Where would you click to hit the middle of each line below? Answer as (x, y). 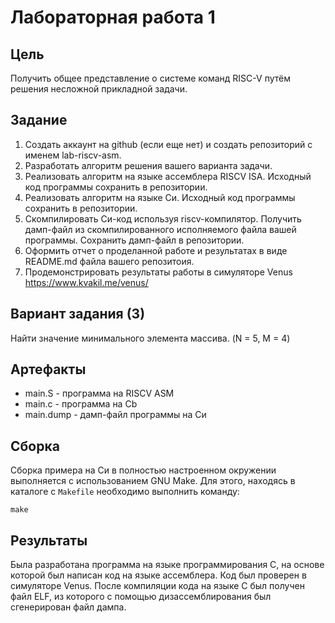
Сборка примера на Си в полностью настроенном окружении (143, 470)
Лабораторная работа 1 (113, 17)
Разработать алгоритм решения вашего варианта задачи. (148, 165)
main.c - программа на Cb (81, 404)
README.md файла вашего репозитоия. (109, 261)
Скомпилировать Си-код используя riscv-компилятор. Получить (163, 218)
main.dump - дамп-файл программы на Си (115, 415)
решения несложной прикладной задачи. (99, 89)
